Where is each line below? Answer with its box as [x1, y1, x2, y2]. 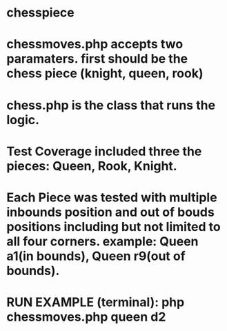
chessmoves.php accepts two [6, 37, 184, 52]
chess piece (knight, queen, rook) [6, 66, 204, 81]
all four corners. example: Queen [6, 233, 199, 249]
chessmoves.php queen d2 [6, 309, 166, 325]
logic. [6, 112, 39, 128]
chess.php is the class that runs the [6, 97, 215, 113]
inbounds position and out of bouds [6, 204, 215, 220]
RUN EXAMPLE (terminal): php [6, 294, 185, 310]
